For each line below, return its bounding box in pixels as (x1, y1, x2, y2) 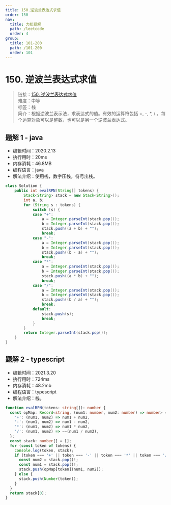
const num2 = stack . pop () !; (18, 457, 79, 463)
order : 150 (5, 12, 28, 17)
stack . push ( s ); (41, 311, 74, 316)
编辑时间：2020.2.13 (12, 148, 56, 154)
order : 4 (10, 31, 28, 36)
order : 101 (10, 50, 33, 55)
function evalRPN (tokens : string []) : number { (5, 405, 106, 410)
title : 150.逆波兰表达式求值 (5, 7, 61, 13)
